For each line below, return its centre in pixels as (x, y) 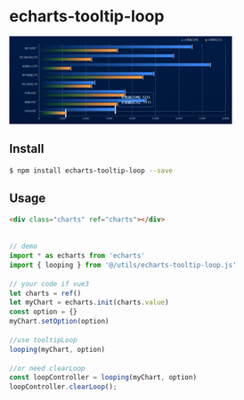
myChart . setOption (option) (59, 322)
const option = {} (43, 312)
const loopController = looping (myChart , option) (103, 378)
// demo (24, 246)
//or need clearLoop (48, 368)
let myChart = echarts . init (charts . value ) (89, 303)
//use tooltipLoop (43, 340)
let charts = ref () (45, 293)
